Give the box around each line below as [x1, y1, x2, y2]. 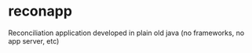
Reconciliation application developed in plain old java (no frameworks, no [8, 28, 245, 37]
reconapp [8, 2, 73, 20]
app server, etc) [8, 36, 60, 45]
